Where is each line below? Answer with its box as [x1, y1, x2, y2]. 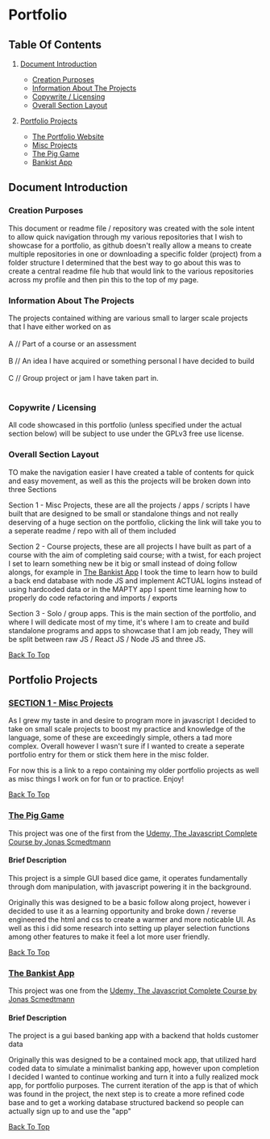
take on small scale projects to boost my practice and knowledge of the [8, 724, 246, 734]
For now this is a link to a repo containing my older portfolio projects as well [8, 766, 260, 775]
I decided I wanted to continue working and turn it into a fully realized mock [8, 1072, 260, 1082]
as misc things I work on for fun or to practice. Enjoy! [8, 774, 184, 784]
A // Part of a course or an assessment [8, 339, 137, 348]
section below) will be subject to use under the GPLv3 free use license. [8, 429, 244, 439]
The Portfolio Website [31, 131, 105, 141]
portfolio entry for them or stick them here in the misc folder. [8, 750, 210, 760]
